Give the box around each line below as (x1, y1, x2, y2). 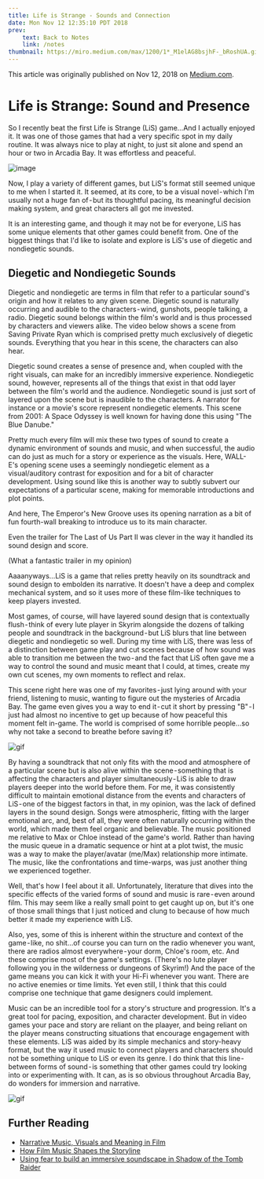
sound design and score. (8, 540, 89, 550)
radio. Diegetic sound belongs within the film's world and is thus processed (8, 312, 252, 322)
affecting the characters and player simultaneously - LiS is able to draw (8, 773, 236, 783)
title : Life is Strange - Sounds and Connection (8, 11, 170, 20)
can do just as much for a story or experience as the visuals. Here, (8, 451, 223, 461)
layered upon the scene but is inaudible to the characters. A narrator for (8, 395, 240, 404)
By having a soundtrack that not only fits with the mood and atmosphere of (8, 757, 251, 766)
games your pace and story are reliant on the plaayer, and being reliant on (8, 1019, 247, 1030)
